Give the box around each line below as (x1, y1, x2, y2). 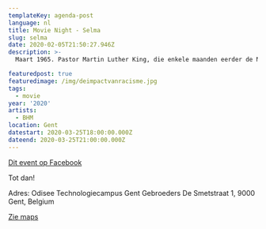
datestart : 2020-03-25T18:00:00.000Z (8, 129, 133, 137)
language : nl (8, 19, 51, 27)
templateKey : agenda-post (8, 11, 93, 20)
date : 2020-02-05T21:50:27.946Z (8, 41, 115, 49)
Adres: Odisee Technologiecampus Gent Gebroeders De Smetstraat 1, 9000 (8, 188, 256, 197)
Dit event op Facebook (8, 157, 82, 167)
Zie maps (8, 212, 39, 221)
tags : (8, 84, 26, 92)
